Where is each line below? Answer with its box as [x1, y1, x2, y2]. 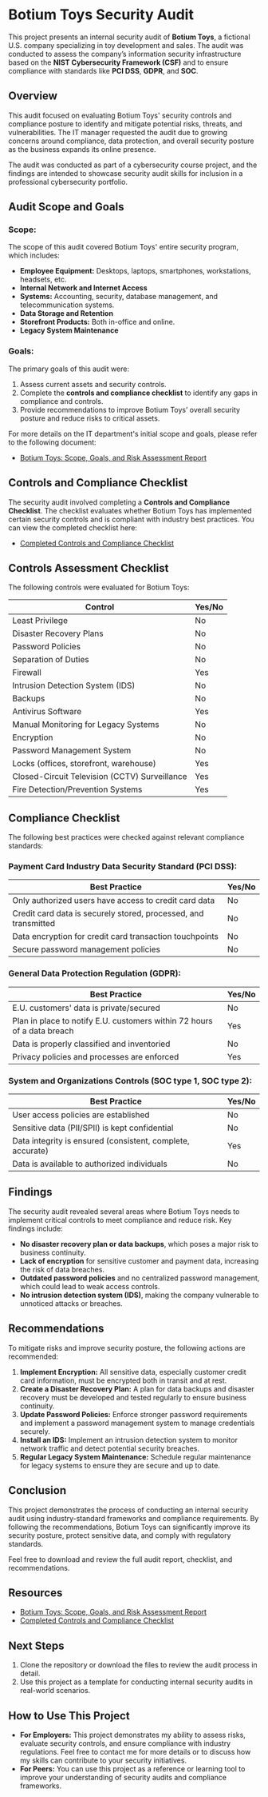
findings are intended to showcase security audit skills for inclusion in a [8, 168, 243, 178]
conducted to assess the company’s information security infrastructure [8, 49, 242, 58]
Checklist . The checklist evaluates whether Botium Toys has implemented [8, 505, 253, 515]
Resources [8, 1586, 63, 1599]
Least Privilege [12, 615, 68, 626]
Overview [8, 90, 58, 103]
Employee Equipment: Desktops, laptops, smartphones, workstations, [19, 266, 251, 276]
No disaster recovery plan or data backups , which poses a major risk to [19, 1239, 259, 1248]
